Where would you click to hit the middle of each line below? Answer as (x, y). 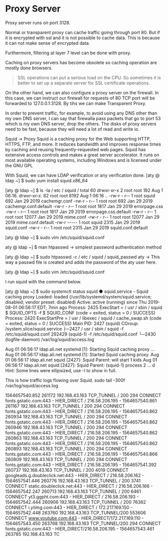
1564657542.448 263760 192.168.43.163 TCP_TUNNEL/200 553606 (76, 512)
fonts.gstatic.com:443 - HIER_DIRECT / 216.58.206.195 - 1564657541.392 (81, 465)
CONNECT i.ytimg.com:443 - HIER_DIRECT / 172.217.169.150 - (69, 507)
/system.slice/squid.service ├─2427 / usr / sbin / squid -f (64, 329)
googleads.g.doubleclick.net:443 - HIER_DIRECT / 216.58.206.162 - (75, 475)
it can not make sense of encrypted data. (48, 43)
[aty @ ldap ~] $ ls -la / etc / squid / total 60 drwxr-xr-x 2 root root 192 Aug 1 (84, 190)
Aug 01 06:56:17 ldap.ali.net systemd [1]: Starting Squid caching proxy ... (80, 349)
